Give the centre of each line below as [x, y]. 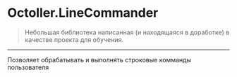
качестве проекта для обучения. [74, 39]
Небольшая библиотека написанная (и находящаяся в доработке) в [127, 32]
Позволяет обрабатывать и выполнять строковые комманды [99, 59]
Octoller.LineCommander [83, 13]
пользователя [28, 67]
